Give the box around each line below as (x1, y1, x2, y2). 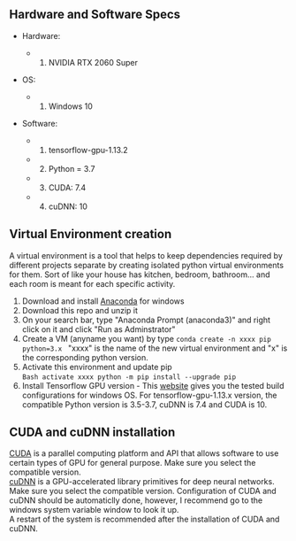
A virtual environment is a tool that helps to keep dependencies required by (9, 250, 283, 260)
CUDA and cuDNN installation (9, 425, 176, 440)
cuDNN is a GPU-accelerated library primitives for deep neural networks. (9, 476, 276, 487)
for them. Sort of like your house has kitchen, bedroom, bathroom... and (9, 269, 270, 280)
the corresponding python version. (21, 352, 148, 362)
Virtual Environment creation (9, 227, 172, 242)
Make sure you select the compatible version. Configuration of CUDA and (9, 486, 277, 497)
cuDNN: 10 (48, 201, 88, 212)
